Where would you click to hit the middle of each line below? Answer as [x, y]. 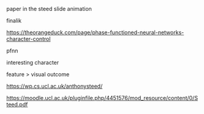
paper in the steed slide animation [49, 9]
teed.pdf [17, 104]
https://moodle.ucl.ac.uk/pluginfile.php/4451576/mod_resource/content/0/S [102, 98]
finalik [14, 20]
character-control [28, 39]
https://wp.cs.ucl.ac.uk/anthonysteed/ [55, 86]
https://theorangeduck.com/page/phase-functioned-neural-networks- [95, 32]
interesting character [33, 62]
